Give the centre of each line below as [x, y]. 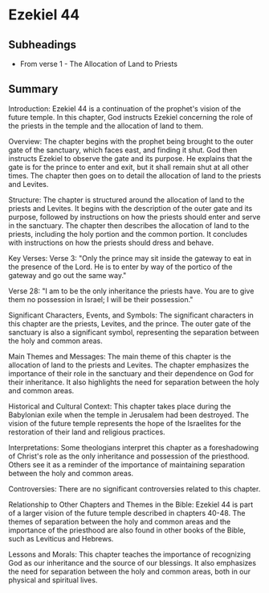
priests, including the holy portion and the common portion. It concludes [128, 234]
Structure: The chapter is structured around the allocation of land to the [126, 200]
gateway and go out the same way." [67, 275]
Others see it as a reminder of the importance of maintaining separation [126, 464]
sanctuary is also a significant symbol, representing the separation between [134, 332]
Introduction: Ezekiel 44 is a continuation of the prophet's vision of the [125, 108]
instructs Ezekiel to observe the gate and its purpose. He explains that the [130, 158]
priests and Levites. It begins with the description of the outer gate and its [130, 208]
